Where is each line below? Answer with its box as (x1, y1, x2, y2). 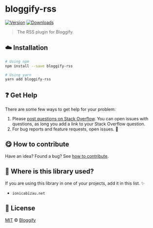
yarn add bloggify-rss (5, 77, 51, 82)
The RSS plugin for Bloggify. (17, 29, 74, 35)
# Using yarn (5, 72, 32, 77)
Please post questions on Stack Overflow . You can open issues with (12, 116, 149, 122)
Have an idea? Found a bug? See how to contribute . (5, 153, 109, 159)
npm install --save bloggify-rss (5, 63, 73, 69)
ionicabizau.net (12, 191, 45, 196)
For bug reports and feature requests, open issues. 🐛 (12, 126, 118, 132)
